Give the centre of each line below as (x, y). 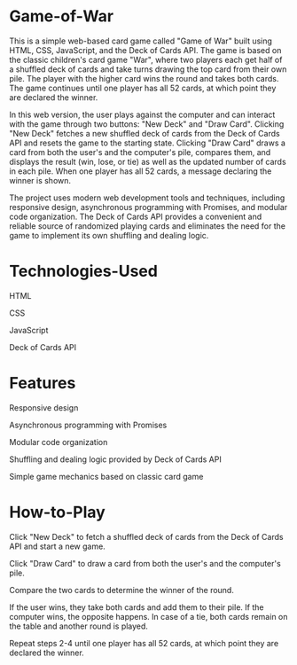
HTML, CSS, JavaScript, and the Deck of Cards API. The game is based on (145, 50)
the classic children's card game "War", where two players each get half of (146, 59)
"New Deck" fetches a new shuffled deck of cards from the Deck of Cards (145, 133)
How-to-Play (58, 512)
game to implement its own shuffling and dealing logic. (109, 235)
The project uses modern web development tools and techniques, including (147, 198)
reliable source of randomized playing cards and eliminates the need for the (148, 226)
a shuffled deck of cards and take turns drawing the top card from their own (148, 69)
